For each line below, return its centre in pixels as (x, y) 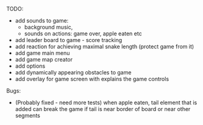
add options (30, 66)
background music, (48, 27)
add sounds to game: (42, 20)
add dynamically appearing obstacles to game (73, 72)
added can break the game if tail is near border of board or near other (103, 109)
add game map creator (44, 59)
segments (28, 116)
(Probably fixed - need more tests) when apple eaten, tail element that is (106, 102)
